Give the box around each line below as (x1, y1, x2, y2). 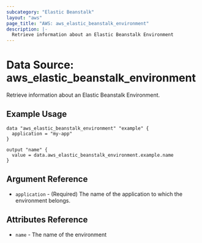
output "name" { (6, 146, 48, 153)
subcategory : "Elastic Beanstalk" (6, 9, 95, 15)
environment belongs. (15, 196, 71, 204)
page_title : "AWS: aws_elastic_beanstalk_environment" (6, 20, 149, 26)
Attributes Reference (6, 215, 88, 225)
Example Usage (6, 109, 67, 119)
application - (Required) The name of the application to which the (15, 190, 182, 198)
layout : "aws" (6, 15, 43, 21)
